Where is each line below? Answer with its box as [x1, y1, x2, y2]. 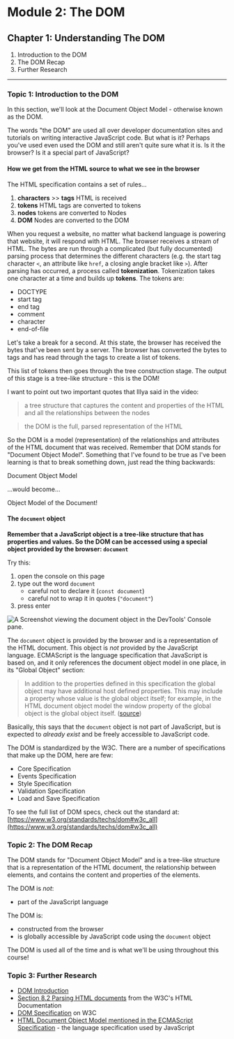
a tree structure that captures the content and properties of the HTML [24, 401, 225, 409]
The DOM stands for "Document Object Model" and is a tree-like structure [7, 856, 221, 864]
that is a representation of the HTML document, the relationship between [7, 864, 217, 871]
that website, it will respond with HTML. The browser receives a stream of [7, 237, 219, 245]
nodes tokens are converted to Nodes [17, 208, 127, 217]
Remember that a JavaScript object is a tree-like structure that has [7, 530, 204, 538]
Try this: [7, 558, 31, 567]
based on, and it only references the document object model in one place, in [7, 658, 226, 667]
